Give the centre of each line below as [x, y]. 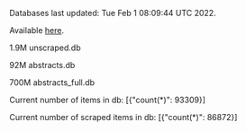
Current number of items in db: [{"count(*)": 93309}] [107, 100]
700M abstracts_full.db [52, 83]
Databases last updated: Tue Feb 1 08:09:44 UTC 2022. [113, 13]
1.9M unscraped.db [45, 48]
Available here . [37, 30]
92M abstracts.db [42, 65]
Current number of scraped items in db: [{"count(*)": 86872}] [123, 117]
